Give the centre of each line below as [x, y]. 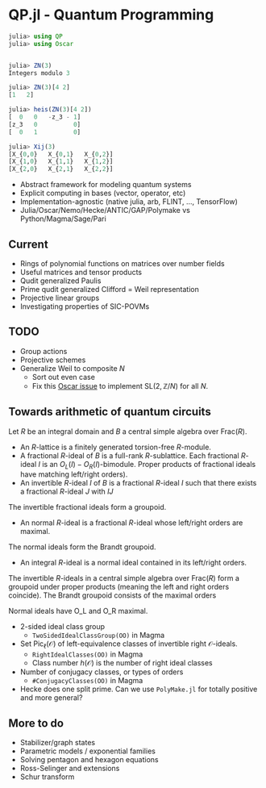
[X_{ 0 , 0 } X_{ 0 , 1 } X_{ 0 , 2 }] [61, 154]
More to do [36, 723]
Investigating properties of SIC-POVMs [85, 306]
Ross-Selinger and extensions [70, 769]
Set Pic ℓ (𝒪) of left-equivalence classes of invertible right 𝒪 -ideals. [129, 645]
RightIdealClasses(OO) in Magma [87, 654]
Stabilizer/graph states [57, 743]
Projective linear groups [60, 298]
